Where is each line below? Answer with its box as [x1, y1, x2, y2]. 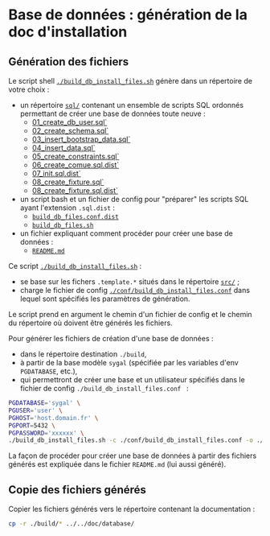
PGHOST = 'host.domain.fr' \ [8, 414, 99, 422]
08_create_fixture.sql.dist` [31, 186, 119, 195]
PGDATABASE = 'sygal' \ [8, 399, 81, 407]
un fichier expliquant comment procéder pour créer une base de [19, 229, 233, 238]
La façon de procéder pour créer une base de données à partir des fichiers [8, 451, 257, 460]
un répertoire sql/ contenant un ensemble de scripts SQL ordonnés [19, 101, 243, 109]
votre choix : [8, 85, 50, 94]
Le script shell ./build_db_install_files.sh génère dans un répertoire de [8, 76, 253, 85]
